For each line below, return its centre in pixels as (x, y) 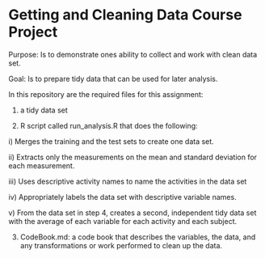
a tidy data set (44, 110)
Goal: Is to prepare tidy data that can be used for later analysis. (113, 78)
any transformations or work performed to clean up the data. (121, 245)
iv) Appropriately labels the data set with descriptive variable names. (122, 197)
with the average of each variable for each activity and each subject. (123, 221)
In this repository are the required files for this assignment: (106, 94)
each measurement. (42, 165)
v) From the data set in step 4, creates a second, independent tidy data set (132, 213)
